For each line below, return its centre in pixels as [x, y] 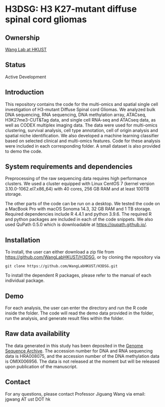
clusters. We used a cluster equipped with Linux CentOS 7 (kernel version [80, 184]
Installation [23, 240]
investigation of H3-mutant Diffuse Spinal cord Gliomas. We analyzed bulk [80, 109]
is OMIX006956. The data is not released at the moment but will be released [82, 361]
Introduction [25, 92]
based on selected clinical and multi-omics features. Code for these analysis [83, 141]
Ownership [22, 38]
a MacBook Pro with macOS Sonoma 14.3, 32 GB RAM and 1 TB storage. [78, 209]
